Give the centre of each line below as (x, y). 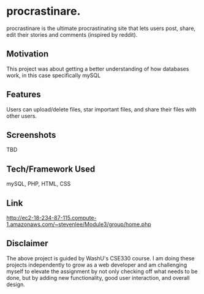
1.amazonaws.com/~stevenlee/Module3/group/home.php (79, 224)
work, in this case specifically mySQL (54, 75)
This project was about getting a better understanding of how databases (98, 69)
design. (16, 284)
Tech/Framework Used (51, 169)
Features (24, 95)
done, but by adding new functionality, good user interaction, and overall (98, 277)
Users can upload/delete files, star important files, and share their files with (101, 109)
